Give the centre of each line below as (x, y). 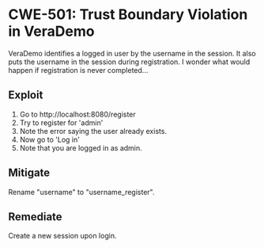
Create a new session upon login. (62, 236)
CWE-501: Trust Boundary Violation (128, 15)
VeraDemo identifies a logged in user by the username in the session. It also (132, 53)
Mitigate (29, 173)
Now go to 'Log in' (50, 139)
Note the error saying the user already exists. (93, 131)
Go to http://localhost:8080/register (77, 114)
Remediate (35, 217)
